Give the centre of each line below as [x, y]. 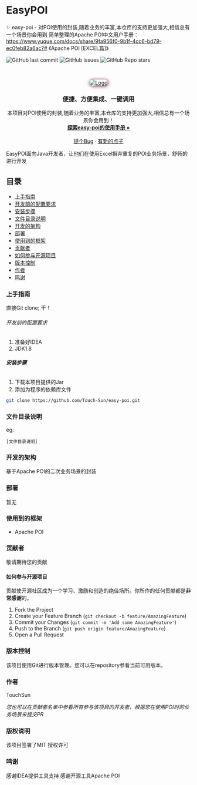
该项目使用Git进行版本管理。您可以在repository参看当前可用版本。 [86, 665]
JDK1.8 [23, 348]
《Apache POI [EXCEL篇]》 [79, 48]
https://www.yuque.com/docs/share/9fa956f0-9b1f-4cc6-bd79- [84, 41]
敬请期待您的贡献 [27, 562]
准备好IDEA [28, 342]
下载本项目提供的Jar [39, 382]
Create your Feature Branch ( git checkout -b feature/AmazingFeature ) [101, 616]
